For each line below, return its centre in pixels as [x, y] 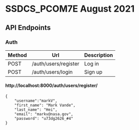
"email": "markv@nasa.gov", [44, 114]
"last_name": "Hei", [36, 110]
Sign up [93, 72]
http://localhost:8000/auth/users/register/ [51, 86]
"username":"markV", [36, 101]
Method [17, 55]
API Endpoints [28, 28]
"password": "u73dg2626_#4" [44, 119]
